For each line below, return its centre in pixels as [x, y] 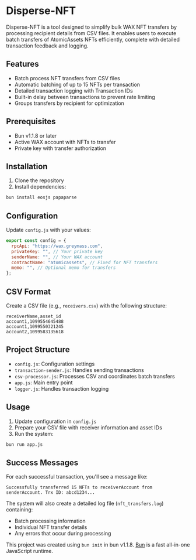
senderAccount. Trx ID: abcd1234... [50, 493]
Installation [27, 166]
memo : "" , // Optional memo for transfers [64, 268]
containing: [20, 510]
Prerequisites [31, 122]
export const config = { [36, 241]
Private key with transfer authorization [60, 148]
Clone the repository [39, 180]
